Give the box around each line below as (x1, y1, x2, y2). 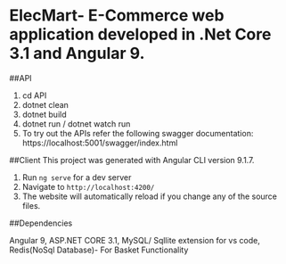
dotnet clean (21, 99, 69, 110)
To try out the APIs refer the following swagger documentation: (21, 128, 254, 138)
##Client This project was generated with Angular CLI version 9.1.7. (9, 154, 255, 165)
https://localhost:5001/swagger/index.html (21, 137, 178, 148)
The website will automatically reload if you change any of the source (21, 191, 278, 202)
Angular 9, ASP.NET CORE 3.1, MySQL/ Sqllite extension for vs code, (9, 235, 260, 245)
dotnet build (21, 109, 67, 120)
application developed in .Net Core (9, 24, 272, 45)
